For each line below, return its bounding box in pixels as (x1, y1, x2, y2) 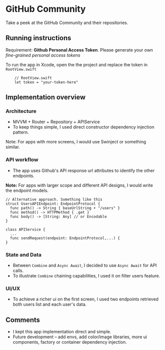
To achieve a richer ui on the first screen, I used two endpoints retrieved (12, 296, 159, 302)
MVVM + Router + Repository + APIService (12, 119, 100, 125)
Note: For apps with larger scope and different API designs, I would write (5, 182, 153, 188)
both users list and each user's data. (12, 301, 87, 307)
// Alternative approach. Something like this (5, 197, 103, 202)
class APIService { (5, 227, 46, 232)
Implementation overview (5, 93, 85, 102)
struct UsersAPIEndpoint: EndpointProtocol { (5, 201, 100, 206)
